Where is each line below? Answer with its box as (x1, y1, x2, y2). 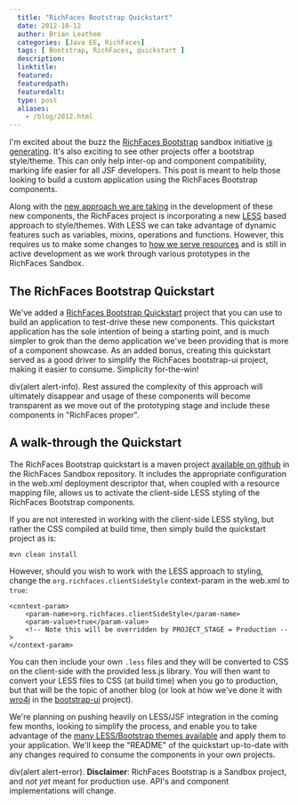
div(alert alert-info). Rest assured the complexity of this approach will (9, 381, 263, 391)
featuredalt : (17, 87, 66, 96)
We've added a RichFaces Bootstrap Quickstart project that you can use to (9, 307, 283, 318)
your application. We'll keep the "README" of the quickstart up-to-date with (9, 739, 289, 750)
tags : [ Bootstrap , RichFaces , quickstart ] (17, 46, 185, 55)
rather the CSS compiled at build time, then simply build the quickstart (9, 523, 267, 534)
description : (17, 54, 66, 63)
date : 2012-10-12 (17, 21, 82, 30)
